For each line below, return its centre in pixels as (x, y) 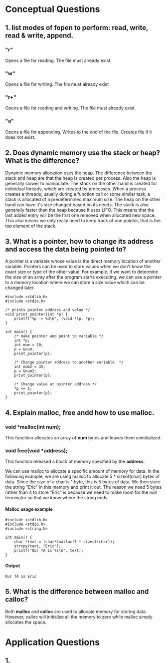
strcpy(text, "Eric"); (38, 546)
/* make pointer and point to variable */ (59, 336)
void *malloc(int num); (33, 427)
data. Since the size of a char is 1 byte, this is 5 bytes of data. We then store (83, 482)
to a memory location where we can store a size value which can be (75, 283)
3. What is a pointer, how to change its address (79, 241)
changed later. (20, 288)
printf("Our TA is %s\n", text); (49, 550)
